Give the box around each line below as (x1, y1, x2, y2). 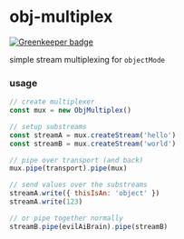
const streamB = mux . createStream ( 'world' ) (9, 139, 177, 148)
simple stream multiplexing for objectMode (9, 54, 166, 65)
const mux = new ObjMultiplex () (9, 106, 131, 115)
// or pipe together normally (9, 214, 124, 223)
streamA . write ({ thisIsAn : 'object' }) (9, 189, 160, 198)
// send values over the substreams (9, 180, 148, 190)
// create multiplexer (9, 97, 95, 106)
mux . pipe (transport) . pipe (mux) (9, 164, 128, 174)
